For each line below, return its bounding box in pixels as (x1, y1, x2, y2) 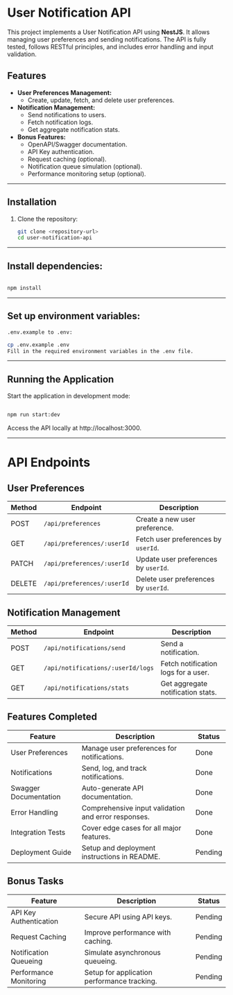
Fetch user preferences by (135, 534, 222, 544)
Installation (7, 196, 57, 208)
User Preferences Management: (17, 88, 112, 96)
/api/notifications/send (44, 644, 126, 652)
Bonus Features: (17, 133, 66, 141)
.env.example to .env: (7, 328, 73, 336)
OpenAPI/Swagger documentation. (27, 140, 128, 148)
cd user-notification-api (17, 235, 92, 241)
